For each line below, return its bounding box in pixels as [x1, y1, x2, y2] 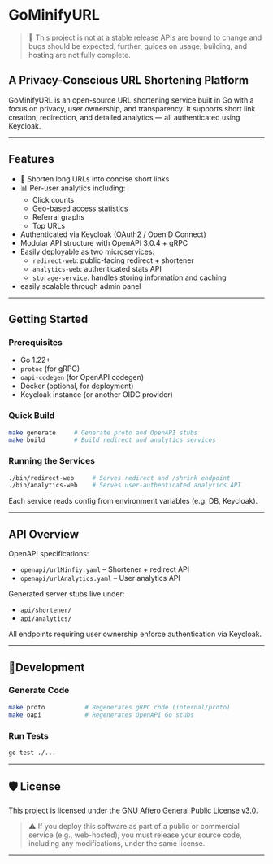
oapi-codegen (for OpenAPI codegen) [19, 373, 145, 382]
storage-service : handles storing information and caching [32, 273, 227, 282]
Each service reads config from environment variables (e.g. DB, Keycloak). [8, 496, 258, 506]
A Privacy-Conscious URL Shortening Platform [8, 73, 249, 87]
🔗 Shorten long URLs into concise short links [19, 173, 170, 184]
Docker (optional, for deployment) [19, 381, 134, 391]
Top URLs [32, 220, 66, 230]
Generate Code [8, 685, 70, 696]
